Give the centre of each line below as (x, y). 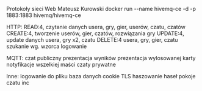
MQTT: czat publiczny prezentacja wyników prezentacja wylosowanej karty (101, 58)
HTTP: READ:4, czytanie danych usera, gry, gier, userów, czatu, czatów (96, 27)
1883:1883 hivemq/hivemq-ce (44, 15)
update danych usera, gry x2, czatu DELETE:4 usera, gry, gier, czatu (92, 40)
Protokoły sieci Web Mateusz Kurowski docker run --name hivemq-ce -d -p (101, 9)
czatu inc (18, 83)
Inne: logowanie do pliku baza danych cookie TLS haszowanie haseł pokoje (101, 76)
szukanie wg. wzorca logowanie (47, 46)
